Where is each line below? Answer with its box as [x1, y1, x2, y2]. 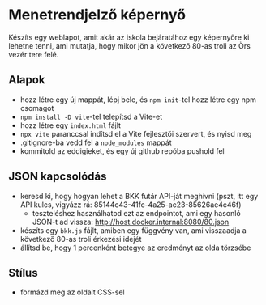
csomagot [19, 103, 54, 112]
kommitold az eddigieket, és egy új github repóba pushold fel [19, 146, 225, 155]
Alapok [8, 73, 45, 87]
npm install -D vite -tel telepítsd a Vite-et [19, 112, 163, 121]
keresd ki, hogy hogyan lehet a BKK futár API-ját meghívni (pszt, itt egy [19, 191, 259, 201]
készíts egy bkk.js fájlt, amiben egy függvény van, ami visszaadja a [19, 225, 247, 235]
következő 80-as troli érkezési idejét [19, 234, 142, 244]
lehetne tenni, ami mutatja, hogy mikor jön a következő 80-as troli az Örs [8, 40, 251, 50]
